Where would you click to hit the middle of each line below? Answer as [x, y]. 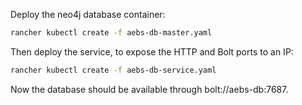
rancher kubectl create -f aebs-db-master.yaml [111, 33]
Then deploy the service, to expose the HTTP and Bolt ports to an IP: [152, 51]
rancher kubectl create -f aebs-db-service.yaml [113, 70]
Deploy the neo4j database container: [88, 14]
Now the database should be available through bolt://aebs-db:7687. [149, 89]
